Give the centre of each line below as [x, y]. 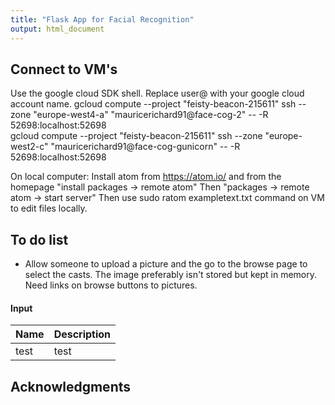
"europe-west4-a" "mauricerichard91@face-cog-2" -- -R [151, 115]
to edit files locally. [49, 208]
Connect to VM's [64, 69]
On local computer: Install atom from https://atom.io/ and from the [146, 177]
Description [82, 334]
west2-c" [29, 147]
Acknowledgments [71, 386]
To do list [39, 239]
